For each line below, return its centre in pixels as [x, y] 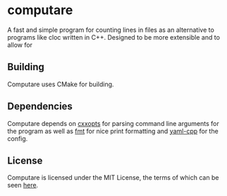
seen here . [23, 185]
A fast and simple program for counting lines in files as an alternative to [111, 30]
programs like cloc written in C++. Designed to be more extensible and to [114, 37]
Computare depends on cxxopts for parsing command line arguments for [114, 123]
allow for [20, 45]
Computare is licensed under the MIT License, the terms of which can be [113, 178]
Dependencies [40, 106]
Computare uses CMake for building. [61, 84]
